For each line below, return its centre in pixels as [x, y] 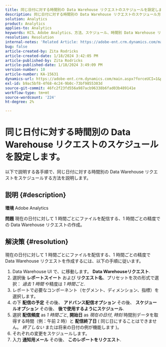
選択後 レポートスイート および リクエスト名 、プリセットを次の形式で [83, 278]
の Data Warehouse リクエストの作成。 [45, 225]
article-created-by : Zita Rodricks [42, 51]
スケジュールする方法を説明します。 [55, 178]
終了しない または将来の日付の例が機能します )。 [72, 327]
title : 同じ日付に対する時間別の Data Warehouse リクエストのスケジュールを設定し [82, 10]
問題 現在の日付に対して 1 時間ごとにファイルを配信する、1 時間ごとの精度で [83, 218]
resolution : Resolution [30, 38]
